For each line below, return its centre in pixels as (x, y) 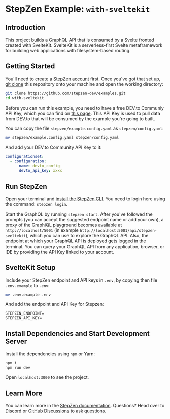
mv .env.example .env (28, 295)
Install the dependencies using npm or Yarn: (50, 354)
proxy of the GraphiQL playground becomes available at (64, 225)
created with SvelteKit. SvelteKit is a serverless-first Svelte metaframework (84, 45)
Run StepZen (26, 186)
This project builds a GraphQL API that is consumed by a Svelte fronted (80, 40)
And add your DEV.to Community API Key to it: (54, 147)
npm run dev (18, 368)
